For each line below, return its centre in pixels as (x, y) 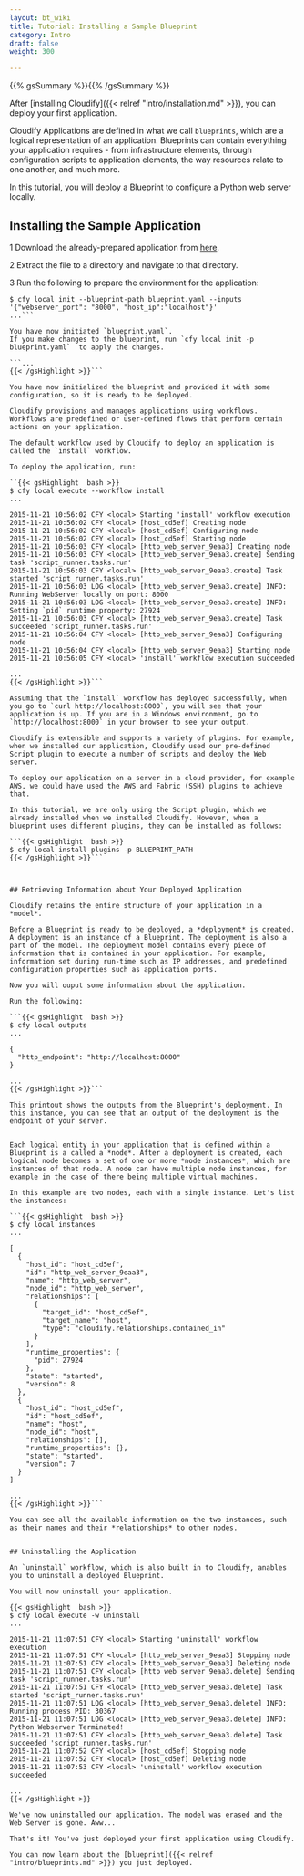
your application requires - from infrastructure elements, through (131, 150)
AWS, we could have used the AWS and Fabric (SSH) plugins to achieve (146, 786)
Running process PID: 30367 (63, 1711)
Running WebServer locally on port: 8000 (89, 594)
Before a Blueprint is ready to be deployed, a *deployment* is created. (152, 929)
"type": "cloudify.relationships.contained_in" (134, 1328)
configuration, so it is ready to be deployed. (101, 395)
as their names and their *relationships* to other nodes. (124, 1528)
